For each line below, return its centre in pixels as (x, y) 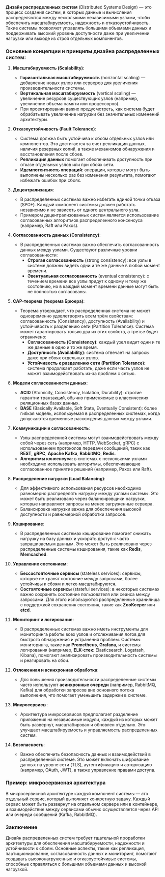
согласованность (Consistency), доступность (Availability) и (82, 321)
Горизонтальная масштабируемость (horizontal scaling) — (82, 78)
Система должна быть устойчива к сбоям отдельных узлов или (87, 139)
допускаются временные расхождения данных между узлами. (86, 419)
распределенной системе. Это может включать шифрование (84, 759)
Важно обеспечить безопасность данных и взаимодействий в (85, 754)
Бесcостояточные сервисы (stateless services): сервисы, (81, 573)
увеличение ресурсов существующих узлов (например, (79, 98)
